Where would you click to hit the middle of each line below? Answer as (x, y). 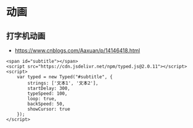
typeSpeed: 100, (48, 94)
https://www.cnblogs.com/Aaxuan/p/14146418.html (77, 50)
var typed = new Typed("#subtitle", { (65, 77)
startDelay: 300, (49, 88)
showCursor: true (49, 109)
